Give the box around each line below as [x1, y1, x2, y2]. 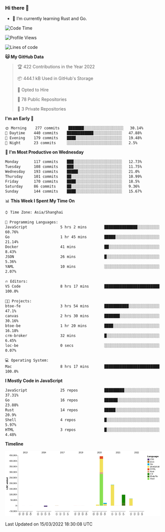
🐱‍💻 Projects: [5, 299, 32, 304]
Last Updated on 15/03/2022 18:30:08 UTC [5, 521, 93, 527]
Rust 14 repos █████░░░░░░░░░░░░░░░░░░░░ [5, 408, 160, 413]
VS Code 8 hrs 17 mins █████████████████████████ [5, 284, 160, 289]
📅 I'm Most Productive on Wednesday [5, 149, 84, 155]
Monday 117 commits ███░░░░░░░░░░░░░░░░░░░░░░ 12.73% [5, 159, 142, 164]
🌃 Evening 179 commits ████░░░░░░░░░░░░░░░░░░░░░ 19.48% [5, 136, 142, 141]
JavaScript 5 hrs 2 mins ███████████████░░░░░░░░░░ [5, 225, 160, 230]
